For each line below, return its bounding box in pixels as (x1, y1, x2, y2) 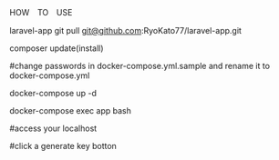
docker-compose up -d (9, 88, 98, 98)
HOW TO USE (9, 7, 73, 17)
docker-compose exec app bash (9, 105, 132, 115)
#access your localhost (9, 123, 98, 134)
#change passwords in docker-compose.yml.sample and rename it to (9, 61, 271, 71)
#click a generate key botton (9, 141, 117, 151)
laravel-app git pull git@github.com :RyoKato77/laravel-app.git (9, 25, 242, 35)
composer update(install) (9, 43, 104, 54)
